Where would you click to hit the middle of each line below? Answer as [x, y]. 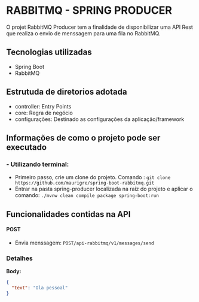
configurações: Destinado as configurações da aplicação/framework [99, 119]
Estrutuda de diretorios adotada [67, 92]
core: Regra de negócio [44, 113]
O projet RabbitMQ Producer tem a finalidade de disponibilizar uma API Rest [99, 27]
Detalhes [19, 258]
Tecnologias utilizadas [49, 52]
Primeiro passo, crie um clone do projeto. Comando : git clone [93, 177]
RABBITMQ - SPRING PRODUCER [89, 10]
